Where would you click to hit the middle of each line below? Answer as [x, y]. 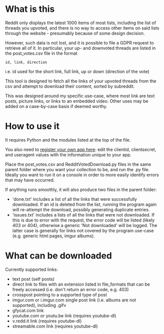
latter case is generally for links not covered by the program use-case [83, 230]
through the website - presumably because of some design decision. [75, 33]
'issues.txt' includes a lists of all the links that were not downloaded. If [83, 215]
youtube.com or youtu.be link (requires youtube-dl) [64, 315]
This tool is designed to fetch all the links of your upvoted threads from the [81, 81]
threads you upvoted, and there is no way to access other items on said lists [82, 28]
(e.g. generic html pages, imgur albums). [53, 236]
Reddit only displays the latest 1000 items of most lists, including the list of [81, 23]
